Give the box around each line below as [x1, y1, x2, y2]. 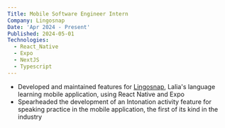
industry [17, 112, 43, 121]
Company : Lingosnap [7, 17, 65, 24]
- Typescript [13, 63, 53, 70]
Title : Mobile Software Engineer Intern [7, 10, 129, 18]
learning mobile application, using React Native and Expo [17, 90, 185, 98]
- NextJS [13, 57, 40, 64]
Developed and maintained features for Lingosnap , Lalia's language [17, 82, 216, 91]
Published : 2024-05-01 [7, 30, 75, 37]
